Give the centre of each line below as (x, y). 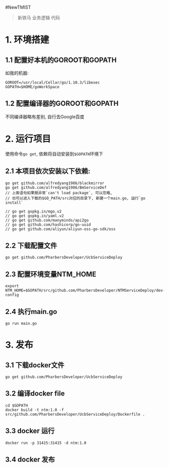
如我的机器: (17, 73)
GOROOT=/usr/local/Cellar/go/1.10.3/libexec (53, 83)
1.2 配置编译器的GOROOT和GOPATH (62, 103)
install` (14, 203)
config (12, 295)
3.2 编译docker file (35, 394)
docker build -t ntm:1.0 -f (35, 410)
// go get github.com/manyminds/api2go (47, 220)
